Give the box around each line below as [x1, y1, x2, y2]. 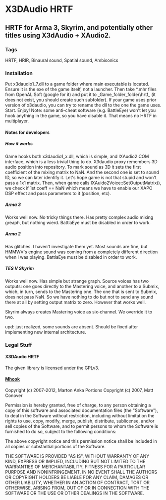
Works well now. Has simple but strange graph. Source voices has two [5, 278, 149, 284]
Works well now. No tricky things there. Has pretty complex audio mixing [5, 214, 154, 220]
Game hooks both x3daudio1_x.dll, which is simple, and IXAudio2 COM [5, 153, 149, 159]
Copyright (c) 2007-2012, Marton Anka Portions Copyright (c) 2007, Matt [5, 387, 154, 393]
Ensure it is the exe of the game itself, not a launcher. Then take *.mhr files [5, 86, 157, 93]
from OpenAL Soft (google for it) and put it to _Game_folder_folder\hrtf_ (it [5, 92, 156, 98]
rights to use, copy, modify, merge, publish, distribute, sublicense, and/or [5, 418, 155, 424]
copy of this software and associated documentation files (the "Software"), [5, 407, 159, 413]
